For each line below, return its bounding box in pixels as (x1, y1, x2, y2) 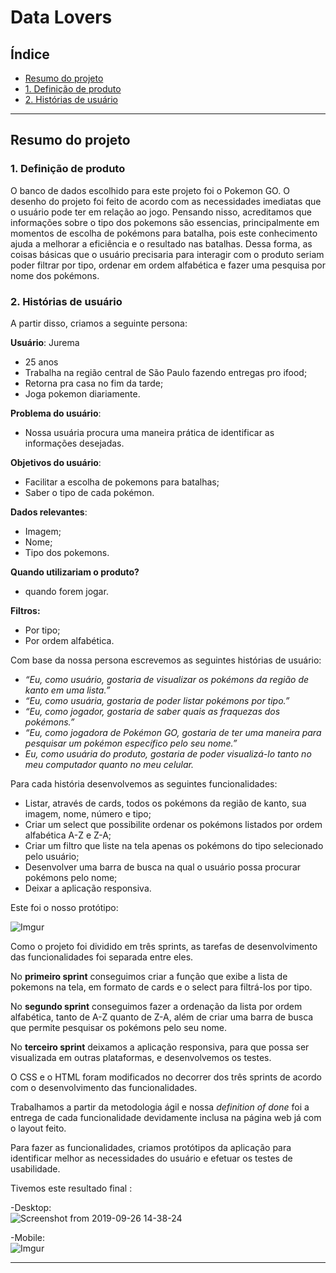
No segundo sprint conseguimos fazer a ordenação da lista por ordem (10, 1000, 303, 1012)
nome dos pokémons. (10, 269, 100, 281)
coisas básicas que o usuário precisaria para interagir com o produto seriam (10, 248, 325, 260)
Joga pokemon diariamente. (24, 387, 141, 400)
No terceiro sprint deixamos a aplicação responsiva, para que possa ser (10, 1041, 310, 1053)
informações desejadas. (24, 437, 125, 449)
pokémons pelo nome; (24, 871, 118, 883)
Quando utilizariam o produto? (10, 566, 140, 578)
